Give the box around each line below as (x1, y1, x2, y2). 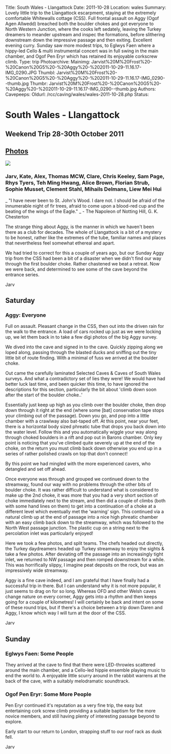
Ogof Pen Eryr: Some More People (5, 691, 92, 698)
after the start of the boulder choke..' (5, 392, 83, 398)
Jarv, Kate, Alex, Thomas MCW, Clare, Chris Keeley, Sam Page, (5, 173, 165, 180)
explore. (5, 719, 23, 725)
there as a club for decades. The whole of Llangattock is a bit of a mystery (5, 229, 162, 235)
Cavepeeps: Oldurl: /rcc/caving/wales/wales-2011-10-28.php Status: (5, 92, 149, 97)
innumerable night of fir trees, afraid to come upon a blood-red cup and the (5, 203, 164, 209)
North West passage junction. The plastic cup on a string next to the (5, 525, 149, 531)
